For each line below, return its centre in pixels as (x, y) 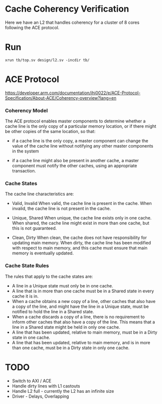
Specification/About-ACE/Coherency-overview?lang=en (61, 98)
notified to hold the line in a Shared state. (53, 311)
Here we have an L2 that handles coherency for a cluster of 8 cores (72, 22)
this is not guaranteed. (34, 228)
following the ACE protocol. (32, 27)
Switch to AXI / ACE (32, 381)
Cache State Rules (27, 266)
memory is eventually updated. (43, 253)
